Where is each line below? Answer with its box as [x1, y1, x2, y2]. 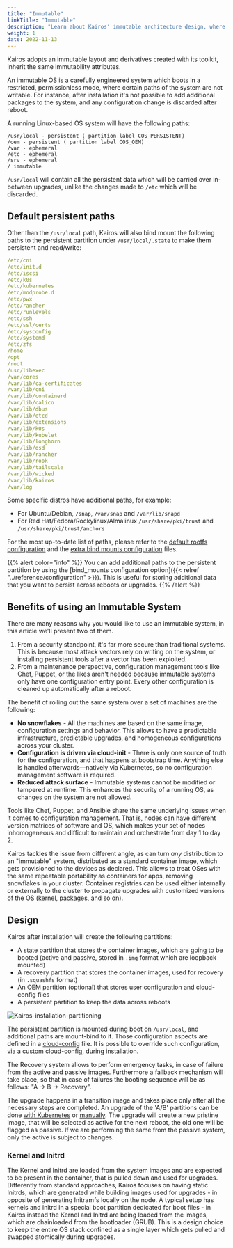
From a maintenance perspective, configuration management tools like [17, 663, 220, 671]
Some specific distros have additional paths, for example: [7, 496, 172, 505]
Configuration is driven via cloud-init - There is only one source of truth [17, 749, 227, 757]
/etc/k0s [7, 276, 33, 283]
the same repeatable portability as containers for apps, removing [7, 871, 193, 880]
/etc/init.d [7, 263, 42, 270]
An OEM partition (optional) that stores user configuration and [17, 983, 195, 992]
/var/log [7, 483, 33, 491]
